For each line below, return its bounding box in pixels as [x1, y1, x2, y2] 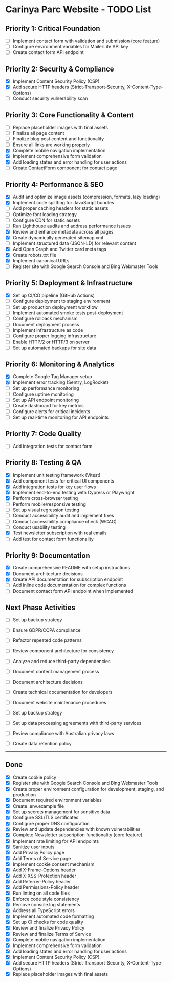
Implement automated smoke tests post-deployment [12, 310, 123, 316]
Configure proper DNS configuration [12, 820, 90, 827]
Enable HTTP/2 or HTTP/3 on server [12, 338, 90, 345]
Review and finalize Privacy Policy [12, 925, 85, 931]
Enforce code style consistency [12, 896, 79, 902]
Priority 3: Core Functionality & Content [5, 111, 134, 119]
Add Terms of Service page [12, 855, 71, 861]
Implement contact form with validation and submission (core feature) [12, 38, 160, 44]
